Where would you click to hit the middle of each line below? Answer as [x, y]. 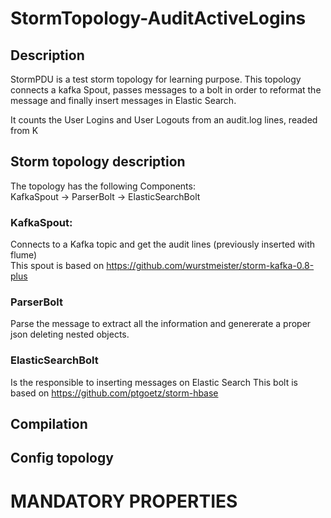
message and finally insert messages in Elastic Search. [123, 100]
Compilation [49, 424]
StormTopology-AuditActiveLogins [158, 18]
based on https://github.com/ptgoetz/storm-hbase [114, 393]
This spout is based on [57, 266]
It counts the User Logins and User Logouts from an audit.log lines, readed [164, 120]
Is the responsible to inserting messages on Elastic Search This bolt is [154, 382]
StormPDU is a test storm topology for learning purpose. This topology [156, 79]
